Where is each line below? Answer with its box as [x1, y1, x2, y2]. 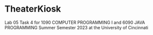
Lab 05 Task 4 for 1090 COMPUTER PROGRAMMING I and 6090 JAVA [4, 19, 145, 25]
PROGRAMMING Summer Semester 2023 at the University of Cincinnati [4, 24, 149, 30]
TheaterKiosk [4, 3, 61, 15]
